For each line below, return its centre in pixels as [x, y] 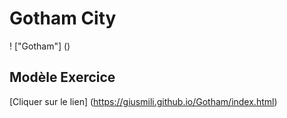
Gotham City [63, 18]
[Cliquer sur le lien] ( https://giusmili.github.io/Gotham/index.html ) [143, 101]
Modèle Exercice [62, 77]
